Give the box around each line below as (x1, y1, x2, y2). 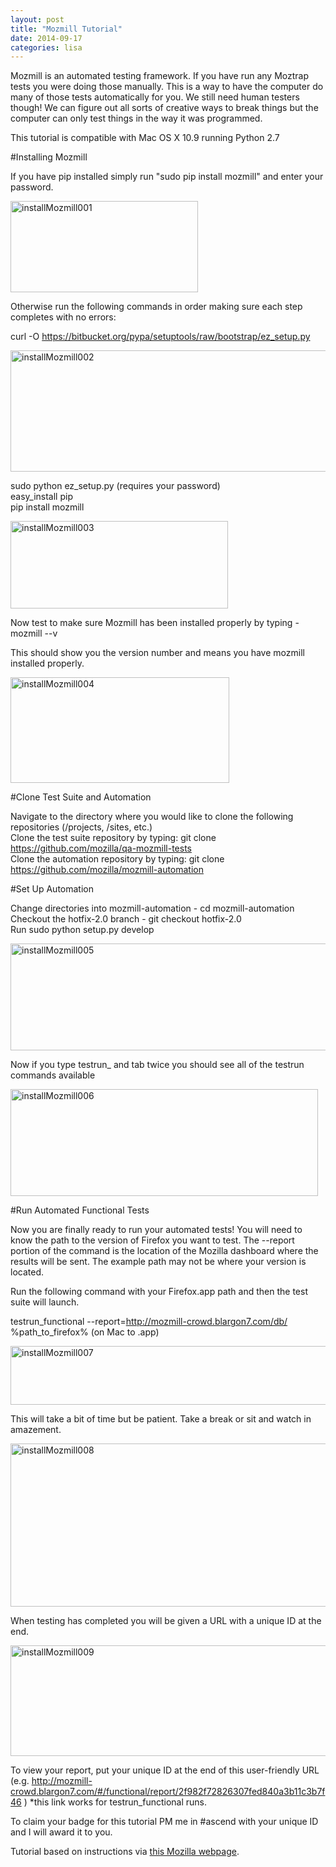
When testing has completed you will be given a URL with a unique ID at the (10, 1615, 322, 1627)
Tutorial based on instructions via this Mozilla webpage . (10, 1846, 240, 1858)
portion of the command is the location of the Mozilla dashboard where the (10, 1245, 319, 1257)
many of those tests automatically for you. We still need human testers (10, 91, 300, 103)
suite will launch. (10, 1296, 80, 1308)
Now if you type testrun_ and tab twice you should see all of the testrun (10, 1059, 305, 1071)
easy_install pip (10, 491, 73, 503)
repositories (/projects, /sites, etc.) (10, 821, 153, 833)
